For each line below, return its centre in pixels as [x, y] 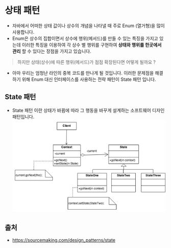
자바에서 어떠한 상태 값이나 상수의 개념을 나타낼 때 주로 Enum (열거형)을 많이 [88, 26]
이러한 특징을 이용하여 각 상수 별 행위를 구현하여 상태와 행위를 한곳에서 [92, 44]
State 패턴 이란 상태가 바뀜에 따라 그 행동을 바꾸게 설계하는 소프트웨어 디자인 [88, 110]
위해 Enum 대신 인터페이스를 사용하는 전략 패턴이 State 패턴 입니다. [89, 79]
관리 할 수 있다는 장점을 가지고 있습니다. [52, 51]
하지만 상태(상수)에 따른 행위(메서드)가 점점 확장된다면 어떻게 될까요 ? [87, 62]
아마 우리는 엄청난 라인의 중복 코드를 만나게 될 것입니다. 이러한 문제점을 [83, 73]
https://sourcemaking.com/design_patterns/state [64, 240]
